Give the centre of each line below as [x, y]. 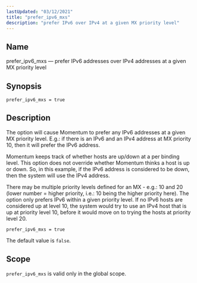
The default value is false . [39, 240]
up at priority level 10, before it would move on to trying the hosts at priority [98, 212]
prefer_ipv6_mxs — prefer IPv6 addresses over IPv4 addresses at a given [96, 61]
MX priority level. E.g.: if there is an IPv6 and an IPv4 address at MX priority [99, 139]
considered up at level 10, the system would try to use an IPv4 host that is [96, 206]
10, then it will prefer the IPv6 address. [53, 145]
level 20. [17, 218]
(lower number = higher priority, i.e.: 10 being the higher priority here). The [98, 193]
